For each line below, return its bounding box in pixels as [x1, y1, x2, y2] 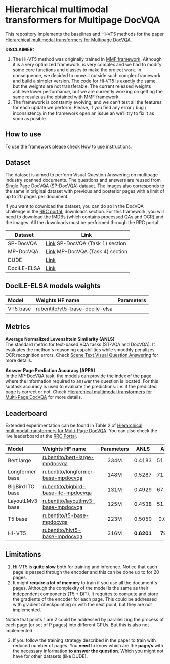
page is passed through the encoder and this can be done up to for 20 [12, 569, 159, 575]
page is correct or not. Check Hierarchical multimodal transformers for [5, 389, 152, 395]
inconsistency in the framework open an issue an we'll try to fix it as [12, 110, 154, 116]
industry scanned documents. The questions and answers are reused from [5, 177, 161, 183]
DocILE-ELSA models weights [5, 281, 101, 290]
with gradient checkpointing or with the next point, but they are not [12, 601, 152, 607]
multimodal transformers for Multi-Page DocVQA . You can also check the [5, 428, 158, 434]
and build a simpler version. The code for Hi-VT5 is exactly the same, [12, 78, 157, 84]
